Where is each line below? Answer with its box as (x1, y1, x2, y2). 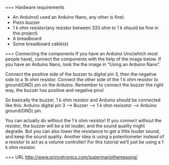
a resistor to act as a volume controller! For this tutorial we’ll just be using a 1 (5, 139, 164, 145)
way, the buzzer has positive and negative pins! (5, 87, 104, 93)
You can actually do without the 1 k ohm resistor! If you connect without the (5, 118, 162, 123)
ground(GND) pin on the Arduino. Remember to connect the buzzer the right (5, 82, 164, 88)
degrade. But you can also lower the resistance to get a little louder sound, (5, 128, 160, 134)
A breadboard (12, 35, 42, 41)
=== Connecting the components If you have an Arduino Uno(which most (5, 50, 158, 57)
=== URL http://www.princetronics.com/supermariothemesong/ (5, 154, 138, 160)
